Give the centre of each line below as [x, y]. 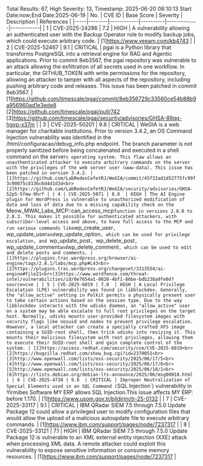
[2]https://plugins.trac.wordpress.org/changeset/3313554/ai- [86, 269]
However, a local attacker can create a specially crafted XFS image [96, 327]
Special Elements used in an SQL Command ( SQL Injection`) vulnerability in [99, 386]
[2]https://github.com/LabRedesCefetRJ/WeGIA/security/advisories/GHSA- [100, 189]
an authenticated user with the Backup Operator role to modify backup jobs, [101, 34]
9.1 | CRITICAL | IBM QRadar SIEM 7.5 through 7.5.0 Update [113, 405]
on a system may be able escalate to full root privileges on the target [101, 311]
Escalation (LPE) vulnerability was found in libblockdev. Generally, [97, 290]
